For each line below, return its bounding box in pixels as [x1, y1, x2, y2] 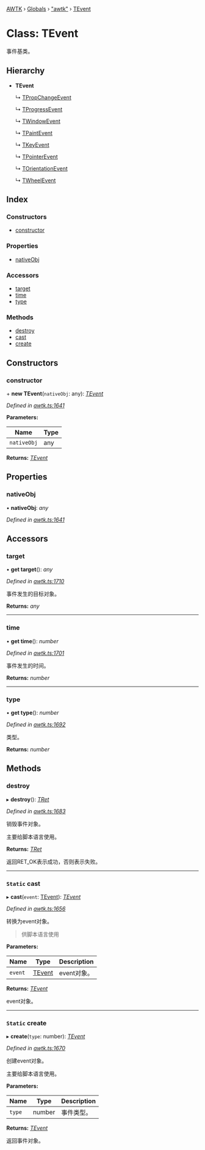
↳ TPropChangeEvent [15, 94, 71, 101]
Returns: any [6, 602, 40, 610]
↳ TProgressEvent [15, 105, 63, 112]
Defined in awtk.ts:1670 [6, 1045, 66, 1052]
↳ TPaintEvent [15, 129, 53, 136]
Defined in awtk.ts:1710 [6, 578, 65, 585]
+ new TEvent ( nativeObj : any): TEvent [6, 390, 104, 397]
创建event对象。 [6, 1057, 48, 1064]
